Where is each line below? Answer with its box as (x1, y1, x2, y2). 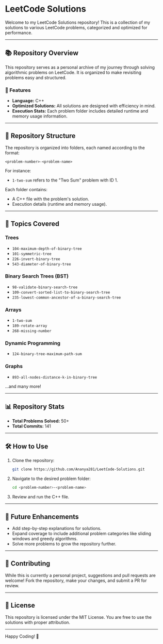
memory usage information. (12, 113, 68, 119)
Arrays (5, 306, 22, 313)
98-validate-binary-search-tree (12, 285, 78, 290)
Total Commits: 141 (12, 423, 51, 429)
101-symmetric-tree (12, 251, 52, 256)
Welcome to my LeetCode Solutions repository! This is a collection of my (5, 19, 150, 25)
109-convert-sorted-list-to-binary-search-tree (12, 290, 110, 295)
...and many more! (5, 383, 41, 389)
